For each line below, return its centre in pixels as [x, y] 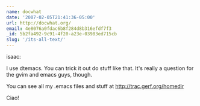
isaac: [14, 57]
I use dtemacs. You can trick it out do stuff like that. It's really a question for [100, 68]
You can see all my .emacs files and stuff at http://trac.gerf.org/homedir [95, 86]
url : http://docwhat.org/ [39, 23]
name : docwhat [24, 12]
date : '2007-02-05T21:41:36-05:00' [51, 17]
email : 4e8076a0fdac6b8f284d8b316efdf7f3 [59, 28]
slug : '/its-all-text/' [36, 40]
